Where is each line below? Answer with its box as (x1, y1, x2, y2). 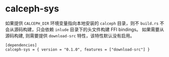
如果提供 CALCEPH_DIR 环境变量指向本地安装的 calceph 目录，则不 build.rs (5, 20, 159, 26)
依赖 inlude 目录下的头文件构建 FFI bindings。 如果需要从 (44, 26, 164, 32)
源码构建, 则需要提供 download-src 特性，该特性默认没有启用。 (5, 32, 135, 38)
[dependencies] (5, 42, 37, 47)
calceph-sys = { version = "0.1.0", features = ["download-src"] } (5, 47, 150, 52)
